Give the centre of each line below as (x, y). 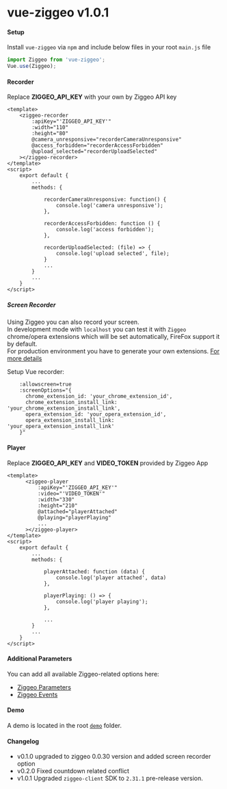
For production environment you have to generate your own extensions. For (113, 351)
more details (25, 359)
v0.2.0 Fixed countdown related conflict (73, 771)
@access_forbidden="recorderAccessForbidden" (98, 145)
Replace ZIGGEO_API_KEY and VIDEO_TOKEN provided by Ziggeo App (108, 463)
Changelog (23, 741)
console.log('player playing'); (102, 602)
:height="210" (57, 506)
